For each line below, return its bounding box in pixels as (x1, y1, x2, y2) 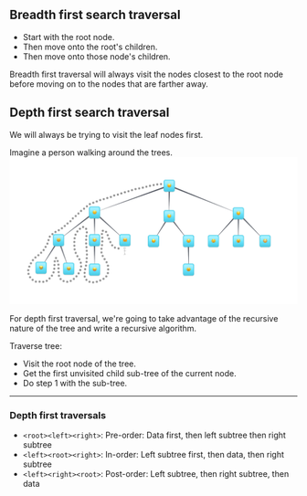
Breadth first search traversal (9, 7, 181, 23)
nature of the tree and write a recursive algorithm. (9, 322, 197, 333)
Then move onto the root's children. (22, 41, 158, 52)
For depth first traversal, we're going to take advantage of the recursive (9, 312, 279, 323)
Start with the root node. (22, 31, 115, 42)
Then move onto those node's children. (22, 50, 171, 62)
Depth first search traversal (9, 105, 170, 121)
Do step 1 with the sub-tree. (22, 377, 128, 388)
